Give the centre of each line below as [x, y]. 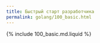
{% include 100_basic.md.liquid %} [49, 34]
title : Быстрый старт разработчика [50, 11]
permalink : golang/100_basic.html [49, 17]
